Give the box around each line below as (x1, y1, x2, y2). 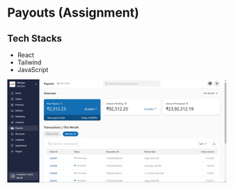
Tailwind (17, 58, 42, 67)
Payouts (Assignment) (7, 5, 139, 21)
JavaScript (17, 66, 49, 74)
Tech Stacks (7, 33, 63, 44)
